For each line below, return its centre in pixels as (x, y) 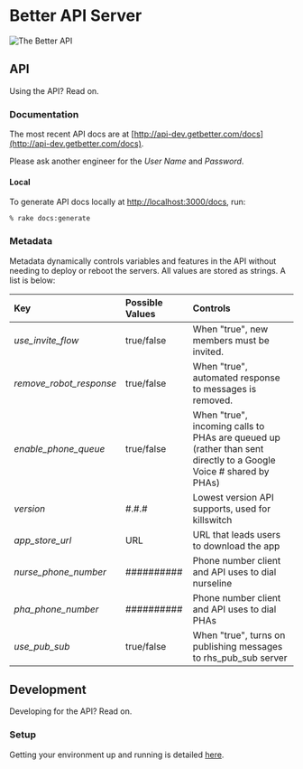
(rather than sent (228, 448)
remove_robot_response (65, 383)
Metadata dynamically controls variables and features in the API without (143, 261)
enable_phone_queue (60, 448)
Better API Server (76, 16)
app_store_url (43, 540)
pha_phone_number (56, 609)
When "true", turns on (239, 635)
